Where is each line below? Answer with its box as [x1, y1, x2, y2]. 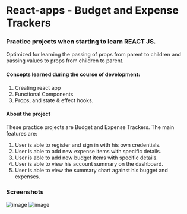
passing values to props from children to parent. [6, 57, 124, 64]
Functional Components [14, 90, 74, 97]
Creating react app [14, 84, 61, 91]
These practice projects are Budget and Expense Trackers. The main [6, 123, 175, 131]
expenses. [14, 173, 40, 180]
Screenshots [6, 188, 44, 196]
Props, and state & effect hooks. [14, 96, 94, 104]
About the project [6, 111, 50, 118]
